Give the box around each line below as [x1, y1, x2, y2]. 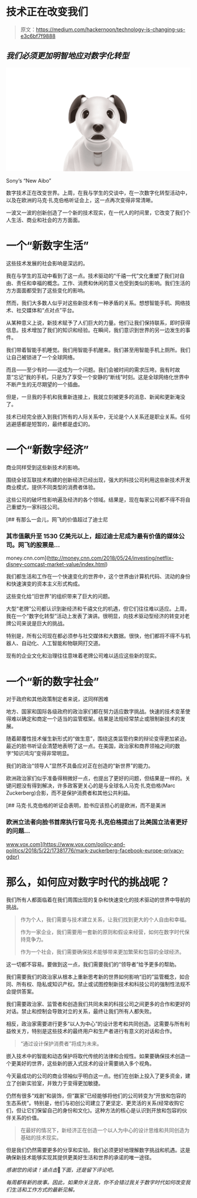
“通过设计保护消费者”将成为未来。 [20, 1040, 102, 1047]
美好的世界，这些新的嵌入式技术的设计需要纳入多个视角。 [16, 1059, 155, 1066]
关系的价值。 [11, 1114, 42, 1121]
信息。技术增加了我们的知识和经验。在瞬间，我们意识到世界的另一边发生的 [6, 327, 185, 334]
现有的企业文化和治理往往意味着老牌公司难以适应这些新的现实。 [6, 652, 160, 659]
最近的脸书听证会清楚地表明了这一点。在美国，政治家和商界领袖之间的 [6, 742, 175, 749]
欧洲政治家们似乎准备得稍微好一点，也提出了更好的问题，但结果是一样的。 [6, 775, 185, 782]
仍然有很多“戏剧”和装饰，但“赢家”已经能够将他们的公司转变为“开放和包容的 [6, 1092, 186, 1099]
